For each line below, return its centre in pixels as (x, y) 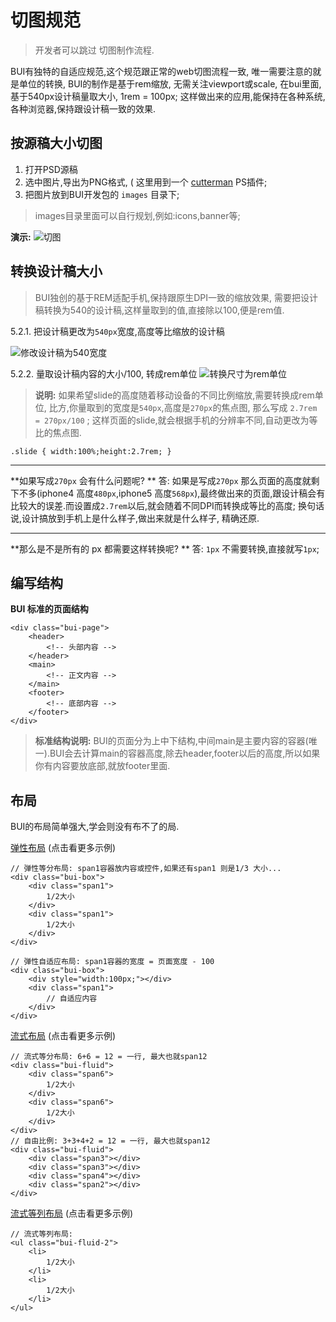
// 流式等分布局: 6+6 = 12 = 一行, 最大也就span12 (109, 1057)
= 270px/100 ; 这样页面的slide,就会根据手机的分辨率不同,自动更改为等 (176, 420)
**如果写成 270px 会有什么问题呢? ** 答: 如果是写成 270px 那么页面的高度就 (161, 480)
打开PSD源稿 (51, 169)
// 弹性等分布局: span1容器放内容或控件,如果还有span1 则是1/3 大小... (146, 869)
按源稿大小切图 (56, 143)
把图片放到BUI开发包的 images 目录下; (102, 194)
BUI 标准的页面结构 (49, 609)
